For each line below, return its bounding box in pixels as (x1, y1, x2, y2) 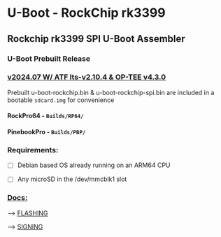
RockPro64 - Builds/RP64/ (7, 112, 84, 120)
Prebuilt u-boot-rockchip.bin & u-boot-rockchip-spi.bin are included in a (7, 88, 215, 96)
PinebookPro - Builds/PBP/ (7, 127, 86, 136)
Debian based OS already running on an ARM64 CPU (17, 161, 171, 169)
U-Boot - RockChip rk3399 (7, 5, 166, 21)
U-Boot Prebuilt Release (7, 54, 91, 64)
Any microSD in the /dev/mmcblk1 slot (17, 175, 127, 183)
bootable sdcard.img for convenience (7, 96, 115, 104)
